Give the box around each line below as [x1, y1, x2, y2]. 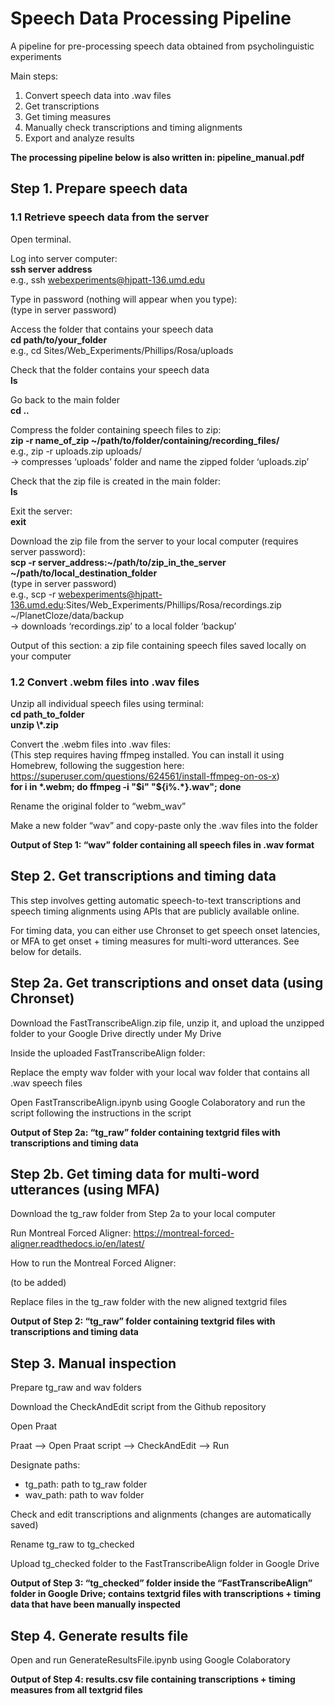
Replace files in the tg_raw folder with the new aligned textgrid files [10, 1296, 288, 1308]
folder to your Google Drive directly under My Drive [10, 1027, 222, 1039]
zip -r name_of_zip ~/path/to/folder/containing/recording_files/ [10, 434, 280, 446]
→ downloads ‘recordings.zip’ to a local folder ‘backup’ [10, 620, 237, 632]
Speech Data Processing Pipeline [10, 7, 292, 30]
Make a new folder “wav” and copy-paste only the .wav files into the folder [10, 819, 318, 831]
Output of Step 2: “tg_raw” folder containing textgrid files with [10, 1315, 276, 1327]
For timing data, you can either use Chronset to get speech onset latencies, [10, 924, 321, 936]
